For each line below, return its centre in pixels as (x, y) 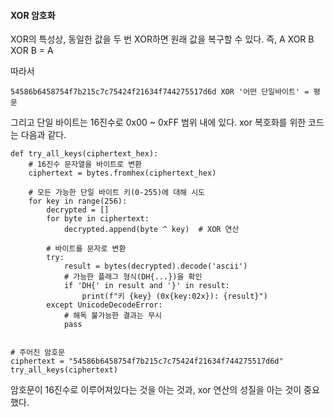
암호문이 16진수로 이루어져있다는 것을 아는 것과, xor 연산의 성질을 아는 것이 (156, 390)
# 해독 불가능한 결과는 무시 (113, 316)
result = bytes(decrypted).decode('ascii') (155, 266)
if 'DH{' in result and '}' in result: (146, 286)
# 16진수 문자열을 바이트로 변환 (85, 165)
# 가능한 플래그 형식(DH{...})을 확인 (133, 277)
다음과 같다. (43, 135)
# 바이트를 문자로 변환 (86, 249)
